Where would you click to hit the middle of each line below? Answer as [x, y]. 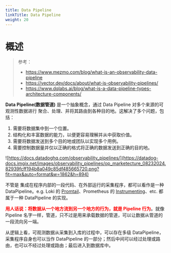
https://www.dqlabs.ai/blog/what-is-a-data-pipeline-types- [88, 88]
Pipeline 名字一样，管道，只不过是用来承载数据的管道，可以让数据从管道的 [84, 215]
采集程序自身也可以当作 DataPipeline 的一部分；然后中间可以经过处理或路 [83, 239]
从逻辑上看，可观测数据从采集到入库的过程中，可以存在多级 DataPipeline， [84, 232]
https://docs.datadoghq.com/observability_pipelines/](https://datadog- [83, 158]
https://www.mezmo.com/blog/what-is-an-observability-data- [91, 72]
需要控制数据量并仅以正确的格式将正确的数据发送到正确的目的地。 [82, 148]
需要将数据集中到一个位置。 [42, 129]
